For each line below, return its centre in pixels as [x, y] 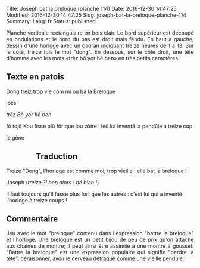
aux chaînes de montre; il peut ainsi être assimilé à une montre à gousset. [100, 246]
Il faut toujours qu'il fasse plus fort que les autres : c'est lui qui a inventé [94, 194]
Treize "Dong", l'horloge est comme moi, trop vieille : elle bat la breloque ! [97, 171]
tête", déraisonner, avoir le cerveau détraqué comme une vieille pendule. [95, 258]
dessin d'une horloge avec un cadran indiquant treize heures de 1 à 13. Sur [100, 45]
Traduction [57, 157]
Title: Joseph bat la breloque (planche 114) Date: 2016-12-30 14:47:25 [91, 9]
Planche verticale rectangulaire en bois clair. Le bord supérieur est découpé [100, 33]
